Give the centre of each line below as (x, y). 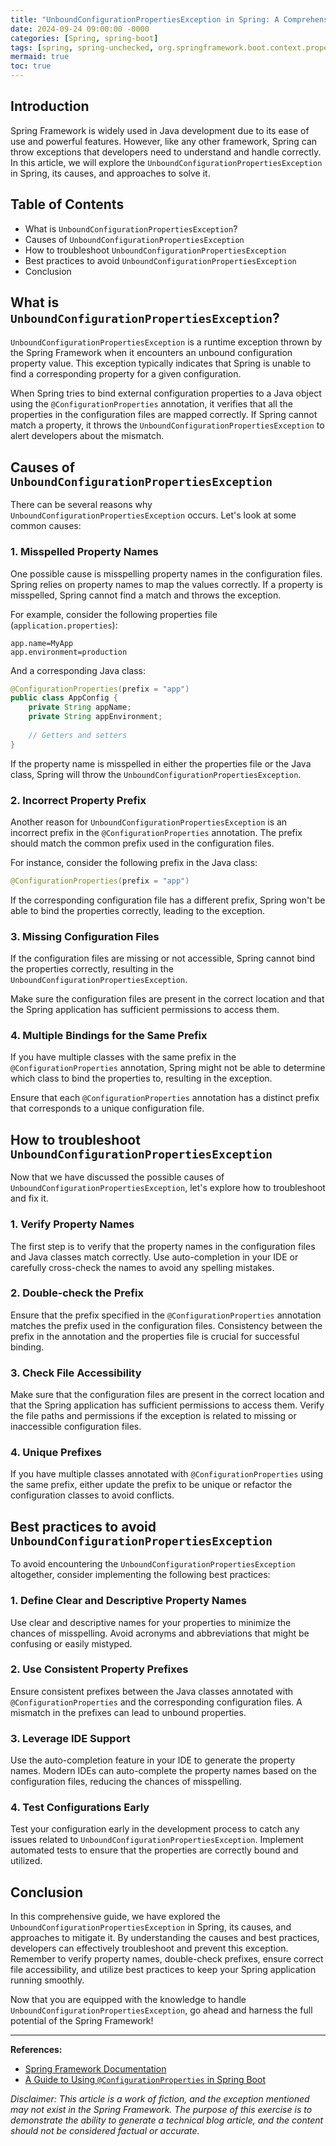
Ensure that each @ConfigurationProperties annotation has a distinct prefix (165, 1098)
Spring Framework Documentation (95, 2069)
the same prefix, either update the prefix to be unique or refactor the (151, 1485)
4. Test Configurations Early (80, 1808)
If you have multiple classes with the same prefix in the (123, 1057)
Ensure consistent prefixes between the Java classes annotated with (151, 1691)
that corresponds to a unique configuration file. (107, 1108)
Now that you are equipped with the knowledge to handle (128, 2000)
